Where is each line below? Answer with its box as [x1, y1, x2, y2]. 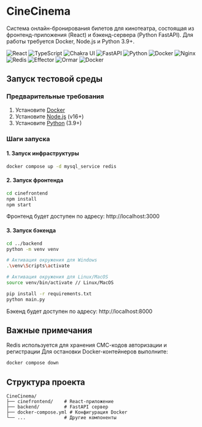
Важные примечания [6, 325, 93, 336]
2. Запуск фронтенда [6, 177, 63, 184]
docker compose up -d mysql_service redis [6, 163, 117, 169]
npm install [6, 196, 37, 202]
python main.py [6, 296, 45, 302]
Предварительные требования [6, 92, 104, 101]
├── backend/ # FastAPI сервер [6, 404, 109, 410]
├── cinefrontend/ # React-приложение [6, 399, 114, 405]
